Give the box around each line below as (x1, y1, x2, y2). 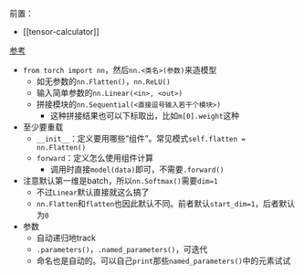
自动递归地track (36, 232, 96, 243)
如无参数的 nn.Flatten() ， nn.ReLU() (36, 76, 171, 87)
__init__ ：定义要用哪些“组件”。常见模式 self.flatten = (36, 133, 246, 143)
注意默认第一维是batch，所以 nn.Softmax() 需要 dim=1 (22, 175, 218, 185)
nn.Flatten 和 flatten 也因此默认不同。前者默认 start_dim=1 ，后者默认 (36, 198, 296, 208)
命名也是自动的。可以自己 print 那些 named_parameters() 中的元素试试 (36, 255, 291, 266)
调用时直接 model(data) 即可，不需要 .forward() (49, 164, 225, 175)
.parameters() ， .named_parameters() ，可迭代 (36, 244, 208, 254)
